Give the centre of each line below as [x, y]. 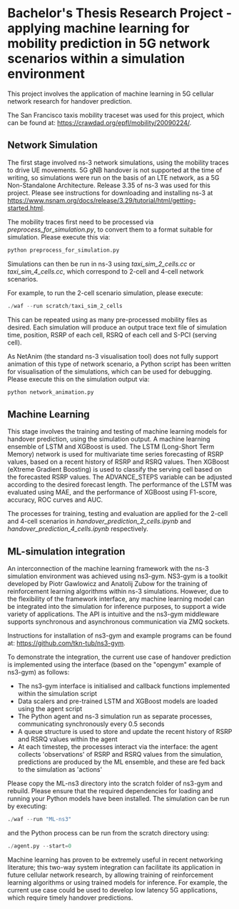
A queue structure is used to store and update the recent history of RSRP [125, 731]
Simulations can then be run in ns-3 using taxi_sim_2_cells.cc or [101, 264]
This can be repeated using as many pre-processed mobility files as [107, 319]
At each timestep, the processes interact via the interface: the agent [118, 747]
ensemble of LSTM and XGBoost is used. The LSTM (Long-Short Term [111, 447]
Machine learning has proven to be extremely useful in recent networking [115, 860]
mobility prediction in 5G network [109, 44]
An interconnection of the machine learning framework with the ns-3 [108, 568]
